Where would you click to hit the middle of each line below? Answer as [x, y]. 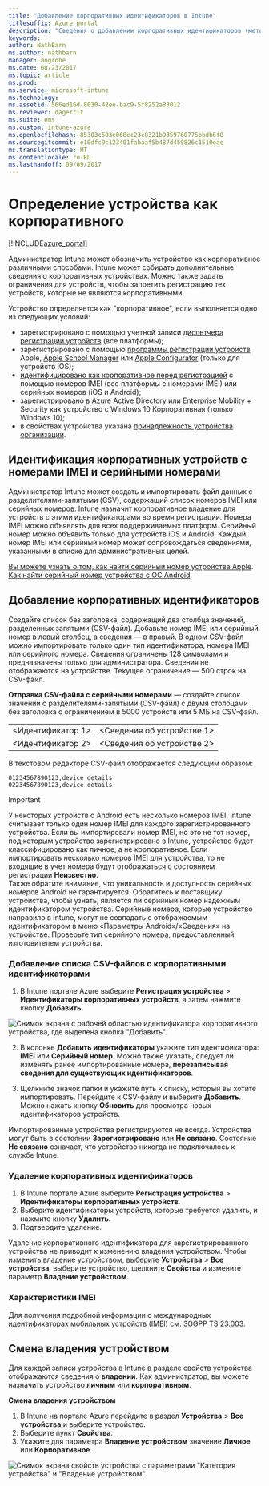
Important [24, 799]
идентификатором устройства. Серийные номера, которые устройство [131, 909]
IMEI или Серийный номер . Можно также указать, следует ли [126, 1056]
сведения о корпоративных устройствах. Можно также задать [116, 276]
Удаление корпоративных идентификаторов [101, 1175]
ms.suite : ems [32, 120]
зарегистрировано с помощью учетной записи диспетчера [122, 332]
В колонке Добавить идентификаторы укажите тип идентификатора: [139, 1047]
